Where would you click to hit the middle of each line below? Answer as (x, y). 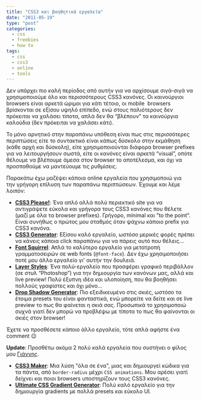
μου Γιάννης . (23, 354)
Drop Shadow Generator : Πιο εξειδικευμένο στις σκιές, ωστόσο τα (98, 292)
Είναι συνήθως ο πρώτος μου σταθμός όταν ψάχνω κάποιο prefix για (102, 222)
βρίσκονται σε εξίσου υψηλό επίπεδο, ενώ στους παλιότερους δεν (90, 110)
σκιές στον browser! (40, 318)
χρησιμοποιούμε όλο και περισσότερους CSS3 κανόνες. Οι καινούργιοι (95, 97)
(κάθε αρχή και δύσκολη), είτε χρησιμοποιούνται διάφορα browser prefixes (100, 147)
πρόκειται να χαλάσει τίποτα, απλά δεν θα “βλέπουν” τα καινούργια (92, 116)
